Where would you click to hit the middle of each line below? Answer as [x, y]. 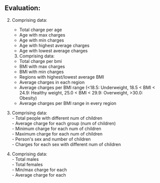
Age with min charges [41, 40]
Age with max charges [42, 35]
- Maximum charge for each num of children [57, 134]
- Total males [25, 159]
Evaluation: [23, 8]
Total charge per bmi [40, 61]
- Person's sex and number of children [51, 139]
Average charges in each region [52, 82]
